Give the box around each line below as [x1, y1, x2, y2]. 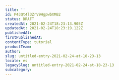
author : [5, 49, 21, 54]
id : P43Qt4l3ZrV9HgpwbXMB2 [5, 12, 61, 17]
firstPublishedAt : [5, 35, 43, 40]
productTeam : [5, 44, 32, 49]
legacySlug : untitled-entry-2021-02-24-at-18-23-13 [5, 63, 114, 68]
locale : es [5, 58, 28, 63]
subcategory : [5, 68, 32, 73]
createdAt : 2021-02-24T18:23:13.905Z [5, 21, 83, 26]
